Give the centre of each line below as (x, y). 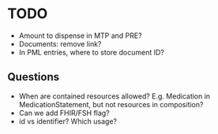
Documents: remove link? (60, 43)
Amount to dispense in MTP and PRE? (81, 35)
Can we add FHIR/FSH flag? (64, 113)
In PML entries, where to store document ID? (92, 52)
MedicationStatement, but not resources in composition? (111, 104)
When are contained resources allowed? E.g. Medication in (115, 96)
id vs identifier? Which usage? (68, 121)
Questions (34, 77)
